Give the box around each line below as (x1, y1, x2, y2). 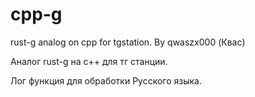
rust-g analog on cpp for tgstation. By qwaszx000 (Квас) (10, 36, 246, 48)
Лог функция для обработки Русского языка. (10, 74, 203, 87)
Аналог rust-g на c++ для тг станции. (10, 55, 168, 67)
